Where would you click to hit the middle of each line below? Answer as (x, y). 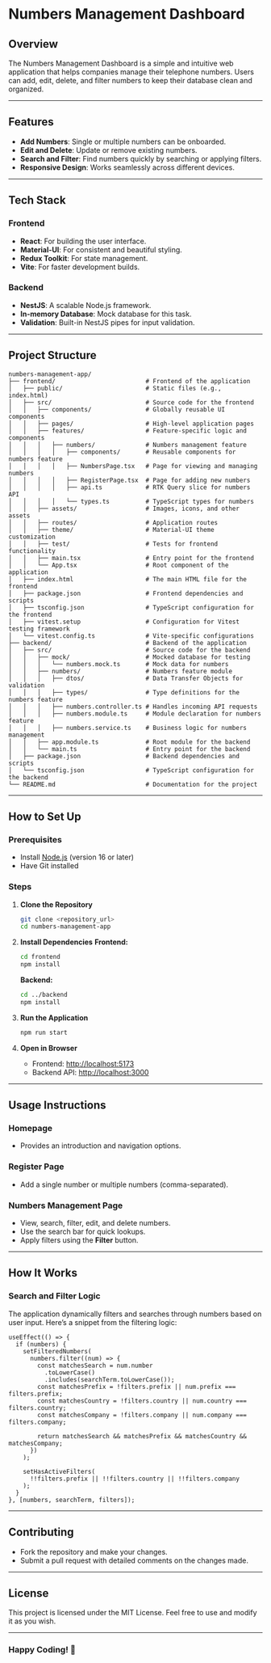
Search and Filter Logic (54, 1296)
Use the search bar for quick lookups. (83, 1231)
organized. (26, 89)
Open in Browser (49, 1048)
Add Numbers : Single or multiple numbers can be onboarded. (123, 141)
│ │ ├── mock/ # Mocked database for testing (129, 657)
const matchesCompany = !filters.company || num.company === (142, 1415)
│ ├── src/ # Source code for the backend (129, 650)
